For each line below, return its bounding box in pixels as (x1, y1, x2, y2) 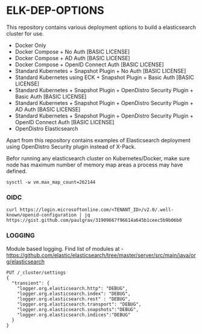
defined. (6, 167, 27, 175)
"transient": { (11, 280, 50, 286)
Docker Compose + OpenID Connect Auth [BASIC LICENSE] (14, 61, 164, 68)
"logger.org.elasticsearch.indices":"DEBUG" (17, 312, 131, 318)
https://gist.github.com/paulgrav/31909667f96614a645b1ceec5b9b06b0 (6, 218, 182, 224)
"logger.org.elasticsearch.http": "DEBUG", (17, 285, 128, 291)
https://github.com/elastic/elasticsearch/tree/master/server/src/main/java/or (6, 251, 196, 259)
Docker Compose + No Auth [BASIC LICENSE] (14, 48, 130, 55)
